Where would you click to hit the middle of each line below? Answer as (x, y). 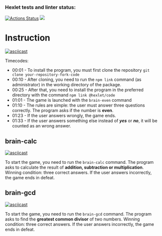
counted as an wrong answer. (42, 126)
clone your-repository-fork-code (46, 75)
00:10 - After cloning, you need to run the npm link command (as (77, 79)
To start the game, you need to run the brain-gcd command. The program (78, 214)
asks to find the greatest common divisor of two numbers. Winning (73, 219)
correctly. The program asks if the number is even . (63, 110)
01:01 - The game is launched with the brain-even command (72, 100)
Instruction (28, 38)
